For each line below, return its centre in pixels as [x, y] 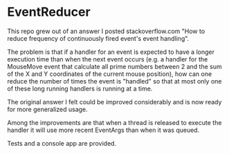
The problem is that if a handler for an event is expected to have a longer [111, 52]
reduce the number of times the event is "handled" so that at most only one [114, 81]
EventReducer [49, 12]
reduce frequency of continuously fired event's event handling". [98, 38]
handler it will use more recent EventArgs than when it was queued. [103, 130]
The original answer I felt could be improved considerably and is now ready [114, 102]
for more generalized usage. [47, 109]
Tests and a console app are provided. [62, 143]
